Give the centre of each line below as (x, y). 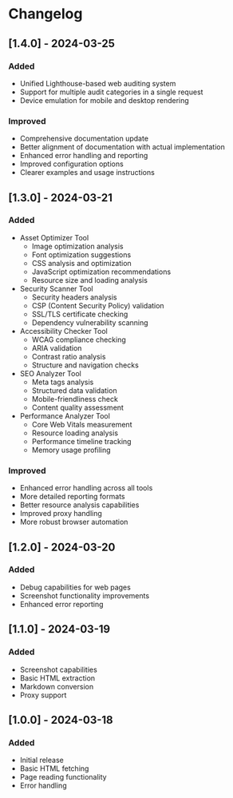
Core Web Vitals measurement (82, 424)
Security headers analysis (74, 297)
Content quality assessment (77, 407)
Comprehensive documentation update (84, 139)
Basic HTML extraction (57, 678)
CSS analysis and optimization (81, 263)
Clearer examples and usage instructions (87, 173)
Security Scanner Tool (56, 288)
